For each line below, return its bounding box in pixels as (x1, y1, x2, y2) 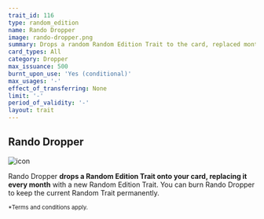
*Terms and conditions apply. (8, 203, 89, 211)
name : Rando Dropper (8, 26, 76, 34)
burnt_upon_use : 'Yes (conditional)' (8, 70, 132, 78)
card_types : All (8, 48, 61, 56)
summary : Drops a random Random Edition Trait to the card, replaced (8, 41, 241, 49)
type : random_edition (8, 19, 79, 27)
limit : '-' (8, 92, 44, 100)
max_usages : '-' (8, 77, 61, 85)
